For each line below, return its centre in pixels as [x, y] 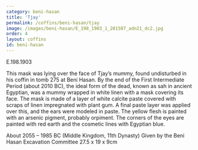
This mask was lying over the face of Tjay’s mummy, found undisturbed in [97, 73]
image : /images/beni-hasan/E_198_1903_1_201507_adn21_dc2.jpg [85, 28]
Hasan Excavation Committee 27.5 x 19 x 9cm [62, 142]
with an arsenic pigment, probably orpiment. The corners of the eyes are [95, 117]
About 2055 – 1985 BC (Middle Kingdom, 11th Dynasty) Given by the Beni [95, 135]
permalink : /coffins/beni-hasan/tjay [53, 23]
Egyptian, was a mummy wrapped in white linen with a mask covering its [95, 92]
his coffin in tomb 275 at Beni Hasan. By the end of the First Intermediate [95, 79]
